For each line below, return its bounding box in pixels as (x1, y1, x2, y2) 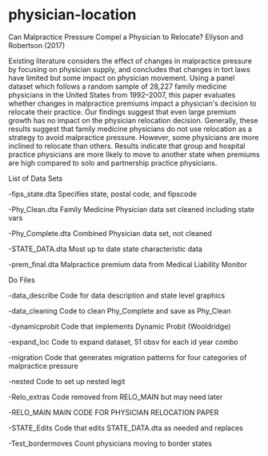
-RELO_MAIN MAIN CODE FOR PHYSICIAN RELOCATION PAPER (8, 407, 219, 417)
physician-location (8, 6, 137, 24)
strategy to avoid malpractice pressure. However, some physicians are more (8, 132, 259, 142)
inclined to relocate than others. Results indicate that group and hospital (8, 141, 246, 150)
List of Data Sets (8, 174, 63, 183)
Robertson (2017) (8, 40, 66, 50)
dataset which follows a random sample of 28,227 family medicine (8, 82, 227, 91)
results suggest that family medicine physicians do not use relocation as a (8, 124, 252, 134)
